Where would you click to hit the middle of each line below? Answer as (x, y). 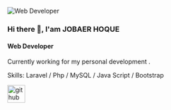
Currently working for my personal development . (79, 62)
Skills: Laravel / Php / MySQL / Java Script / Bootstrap (85, 75)
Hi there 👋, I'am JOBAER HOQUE (64, 29)
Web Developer (31, 46)
